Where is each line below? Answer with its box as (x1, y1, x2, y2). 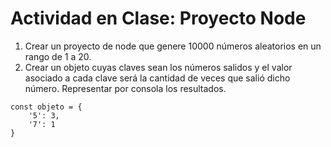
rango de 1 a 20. (24, 50, 92, 62)
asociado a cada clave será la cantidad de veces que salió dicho (24, 72, 291, 84)
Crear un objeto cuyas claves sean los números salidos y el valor (24, 61, 293, 73)
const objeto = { (10, 102, 83, 112)
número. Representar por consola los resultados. (24, 82, 227, 94)
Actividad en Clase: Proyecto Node (10, 7, 307, 30)
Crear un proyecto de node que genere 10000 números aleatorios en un (24, 40, 322, 52)
